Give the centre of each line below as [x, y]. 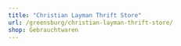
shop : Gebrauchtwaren [43, 30]
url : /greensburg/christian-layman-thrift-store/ [91, 23]
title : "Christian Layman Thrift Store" [75, 15]
